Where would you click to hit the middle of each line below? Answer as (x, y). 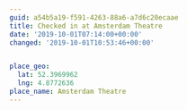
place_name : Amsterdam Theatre (68, 91)
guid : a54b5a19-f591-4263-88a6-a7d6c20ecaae (94, 17)
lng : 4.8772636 (46, 83)
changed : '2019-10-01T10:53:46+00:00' (82, 42)
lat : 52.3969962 (48, 75)
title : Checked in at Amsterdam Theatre (86, 26)
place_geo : (30, 67)
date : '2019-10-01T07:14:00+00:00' (76, 34)
